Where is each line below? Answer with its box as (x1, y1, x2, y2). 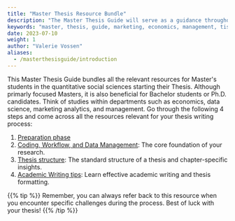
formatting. (17, 178, 50, 186)
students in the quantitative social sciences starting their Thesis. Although (7, 82, 220, 91)
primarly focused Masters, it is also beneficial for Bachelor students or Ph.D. (7, 90, 227, 98)
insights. (17, 162, 42, 171)
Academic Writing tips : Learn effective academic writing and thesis (17, 170, 211, 178)
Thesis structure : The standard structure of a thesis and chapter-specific (17, 155, 228, 164)
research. (17, 148, 45, 156)
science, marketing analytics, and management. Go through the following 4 (7, 104, 224, 113)
